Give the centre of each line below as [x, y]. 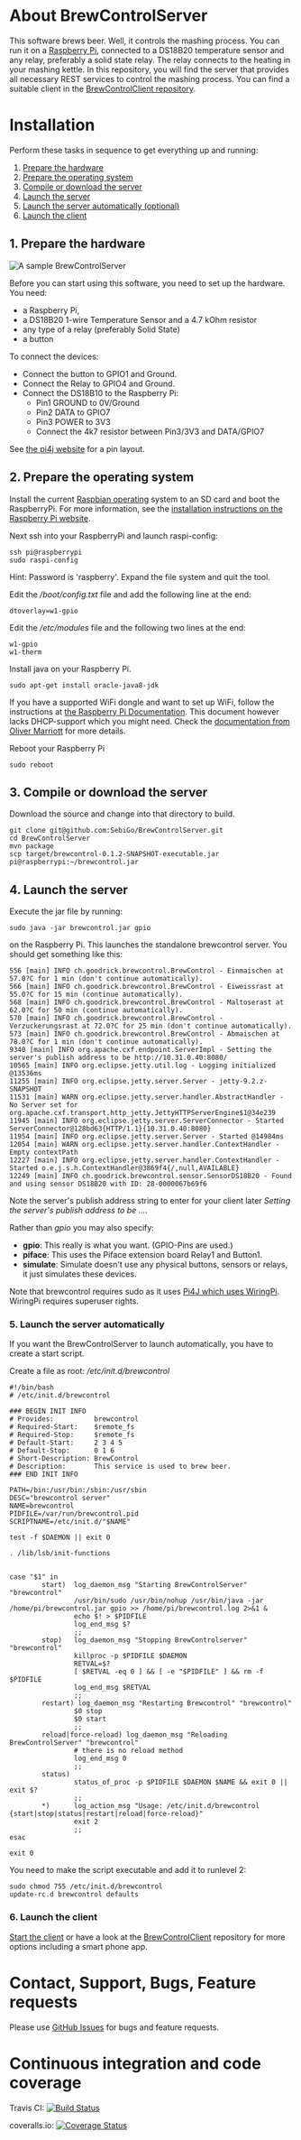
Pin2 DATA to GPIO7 [73, 412]
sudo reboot [32, 765]
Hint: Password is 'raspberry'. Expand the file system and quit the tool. [140, 577]
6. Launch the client [54, 1917]
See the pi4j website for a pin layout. [78, 448]
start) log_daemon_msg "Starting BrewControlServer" [145, 1585]
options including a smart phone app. [78, 1946]
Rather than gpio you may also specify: [82, 1228]
